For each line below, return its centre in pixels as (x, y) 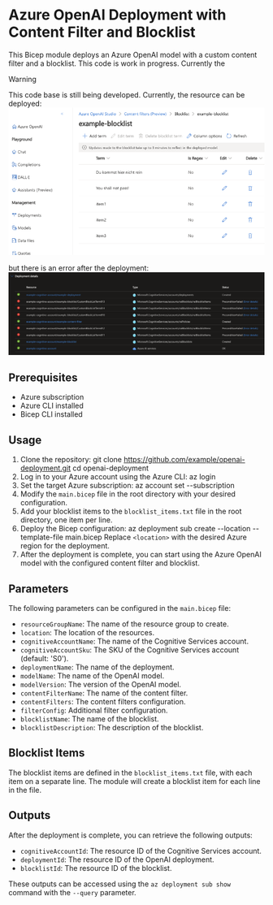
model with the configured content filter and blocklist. (110, 563)
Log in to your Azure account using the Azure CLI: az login (118, 477)
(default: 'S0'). (44, 658)
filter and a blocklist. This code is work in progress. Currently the (117, 63)
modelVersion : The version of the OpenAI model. (100, 684)
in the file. (25, 790)
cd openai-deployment (110, 468)
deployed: (25, 103)
